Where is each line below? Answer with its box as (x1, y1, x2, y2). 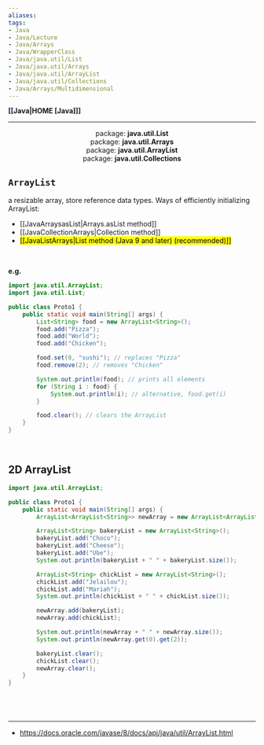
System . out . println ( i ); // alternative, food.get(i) (49, 390, 226, 398)
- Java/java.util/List (8, 56, 82, 64)
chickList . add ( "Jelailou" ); (36, 577, 128, 586)
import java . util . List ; (8, 289, 86, 297)
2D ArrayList (8, 463, 71, 477)
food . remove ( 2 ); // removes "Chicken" (36, 361, 163, 370)
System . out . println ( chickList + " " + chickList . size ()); (36, 592, 230, 600)
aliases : (8, 11, 37, 20)
